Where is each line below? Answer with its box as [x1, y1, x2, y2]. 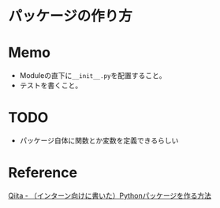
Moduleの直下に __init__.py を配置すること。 [19, 71, 166, 80]
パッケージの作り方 [8, 7, 132, 25]
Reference [8, 164, 77, 182]
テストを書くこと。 [19, 80, 83, 91]
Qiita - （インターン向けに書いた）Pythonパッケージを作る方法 [8, 191, 211, 200]
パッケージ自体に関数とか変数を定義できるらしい [19, 136, 179, 146]
